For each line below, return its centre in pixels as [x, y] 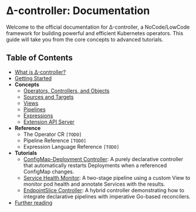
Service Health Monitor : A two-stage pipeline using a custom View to [107, 177]
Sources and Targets [48, 97]
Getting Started [33, 78]
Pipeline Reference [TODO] [55, 140]
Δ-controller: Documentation [78, 11]
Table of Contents [40, 58]
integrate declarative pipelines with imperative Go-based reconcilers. [107, 196]
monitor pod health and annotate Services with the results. [94, 184]
